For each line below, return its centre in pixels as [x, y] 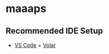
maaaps [26, 9]
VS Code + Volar [35, 45]
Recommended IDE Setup [54, 31]
